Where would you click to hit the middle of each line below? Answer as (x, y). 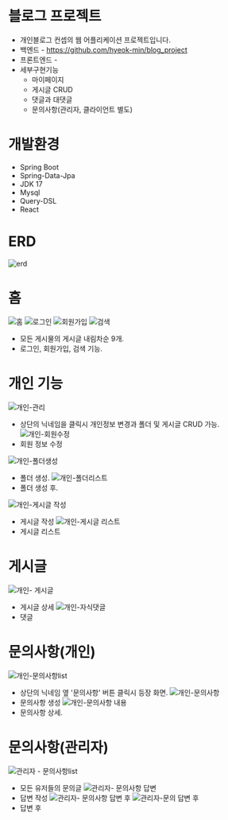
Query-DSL (38, 200)
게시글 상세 (37, 607)
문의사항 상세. (41, 712)
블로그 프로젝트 (55, 16)
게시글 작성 (37, 521)
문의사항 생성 (40, 702)
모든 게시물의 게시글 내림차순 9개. (72, 338)
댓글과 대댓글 (52, 99)
